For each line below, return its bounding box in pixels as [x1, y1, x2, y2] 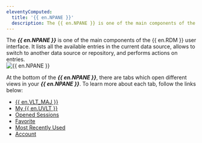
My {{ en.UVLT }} [14, 105, 58, 112]
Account [14, 130, 36, 138]
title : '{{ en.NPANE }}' [11, 14, 74, 21]
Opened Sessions [14, 111, 59, 118]
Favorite [14, 118, 36, 125]
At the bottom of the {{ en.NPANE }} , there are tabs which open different [6, 74, 187, 81]
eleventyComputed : [6, 8, 52, 15]
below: [6, 87, 23, 94]
